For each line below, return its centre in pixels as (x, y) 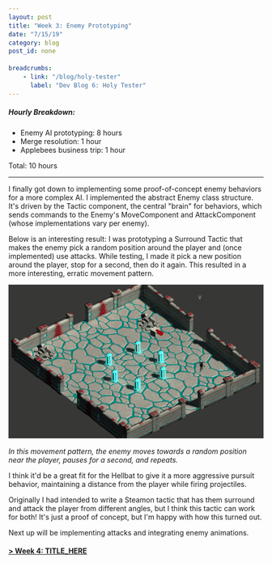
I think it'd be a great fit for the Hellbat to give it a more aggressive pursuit (132, 475)
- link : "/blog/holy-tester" (72, 77)
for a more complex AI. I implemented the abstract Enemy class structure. (131, 197)
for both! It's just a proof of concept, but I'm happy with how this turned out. (135, 517)
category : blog (34, 43)
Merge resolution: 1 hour (61, 141)
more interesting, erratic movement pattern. (81, 273)
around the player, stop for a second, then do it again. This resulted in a (127, 265)
